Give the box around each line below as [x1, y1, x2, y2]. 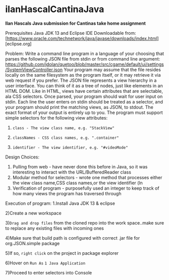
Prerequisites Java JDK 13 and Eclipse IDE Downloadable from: [5, 30, 136, 36]
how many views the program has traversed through [12, 190, 122, 196]
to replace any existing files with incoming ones [5, 225, 104, 231]
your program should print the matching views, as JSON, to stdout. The [5, 104, 154, 110]
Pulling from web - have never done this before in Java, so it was [12, 163, 148, 170]
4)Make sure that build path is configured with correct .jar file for [5, 235, 140, 241]
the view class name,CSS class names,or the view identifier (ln [12, 180, 143, 186]
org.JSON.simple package [5, 240, 60, 246]
